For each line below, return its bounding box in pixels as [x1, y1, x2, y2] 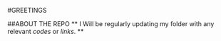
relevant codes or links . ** [7, 28, 84, 35]
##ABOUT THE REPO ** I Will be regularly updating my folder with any [7, 20, 215, 28]
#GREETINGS [7, 6, 47, 14]
